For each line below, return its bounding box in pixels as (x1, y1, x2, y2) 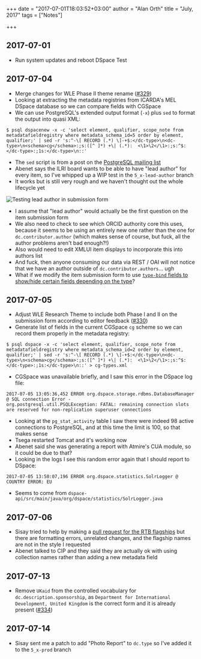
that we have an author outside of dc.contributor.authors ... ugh (14, 264, 175, 272)
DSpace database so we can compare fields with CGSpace (14, 102, 161, 110)
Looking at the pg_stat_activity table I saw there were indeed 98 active (14, 418, 194, 425)
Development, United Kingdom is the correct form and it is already (14, 600, 176, 607)
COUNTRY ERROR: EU (6, 479, 52, 485)
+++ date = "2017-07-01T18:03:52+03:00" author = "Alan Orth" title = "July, (6, 5, 194, 12)
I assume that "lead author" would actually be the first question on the (14, 207, 188, 214)
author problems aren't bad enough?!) (14, 239, 109, 246)
